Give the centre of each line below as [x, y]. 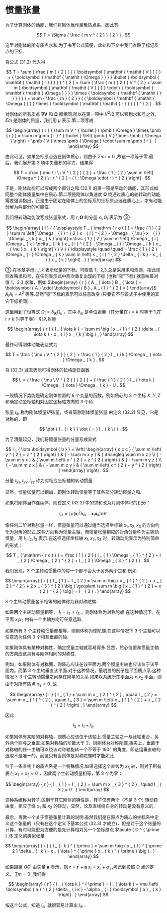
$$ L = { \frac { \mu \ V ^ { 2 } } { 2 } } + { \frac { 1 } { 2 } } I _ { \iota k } [83, 380]
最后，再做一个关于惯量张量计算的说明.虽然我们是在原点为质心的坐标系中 [80, 817]
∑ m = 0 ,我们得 [30, 874]
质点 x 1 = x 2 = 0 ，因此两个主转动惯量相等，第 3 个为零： [64, 774]
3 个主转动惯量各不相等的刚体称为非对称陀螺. [51, 602]
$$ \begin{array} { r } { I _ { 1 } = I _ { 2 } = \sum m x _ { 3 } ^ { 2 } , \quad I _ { [83, 784]
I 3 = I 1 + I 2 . [83, 726]
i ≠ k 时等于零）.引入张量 [31, 319]
